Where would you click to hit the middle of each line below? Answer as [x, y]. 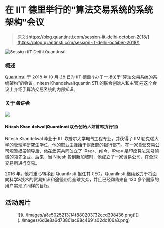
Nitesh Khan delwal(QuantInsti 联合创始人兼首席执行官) [62, 127]
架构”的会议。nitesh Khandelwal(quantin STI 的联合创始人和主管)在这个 [81, 83]
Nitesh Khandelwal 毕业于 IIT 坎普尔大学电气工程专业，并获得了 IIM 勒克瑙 [80, 138]
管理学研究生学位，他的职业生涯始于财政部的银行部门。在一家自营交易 [84, 145]
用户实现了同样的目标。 [29, 186]
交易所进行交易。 [22, 163]
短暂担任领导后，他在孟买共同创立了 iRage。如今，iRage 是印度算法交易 [82, 151]
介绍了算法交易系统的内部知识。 [46, 89]
